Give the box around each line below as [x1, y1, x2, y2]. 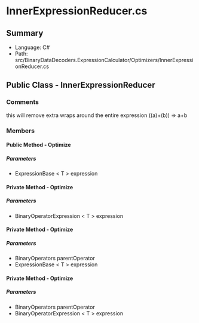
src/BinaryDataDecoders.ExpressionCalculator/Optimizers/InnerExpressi [14, 57, 194, 63]
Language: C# [14, 44, 50, 51]
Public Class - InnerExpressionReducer [6, 80, 155, 90]
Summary [6, 28, 44, 38]
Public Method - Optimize [6, 141, 71, 149]
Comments [6, 98, 39, 106]
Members [6, 127, 35, 135]
